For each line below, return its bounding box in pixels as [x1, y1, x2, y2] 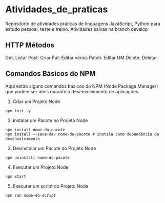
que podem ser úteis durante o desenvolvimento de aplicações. [5, 88, 140, 94]
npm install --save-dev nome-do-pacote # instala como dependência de [5, 132, 159, 137]
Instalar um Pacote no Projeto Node [12, 117, 88, 124]
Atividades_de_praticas [5, 4, 108, 15]
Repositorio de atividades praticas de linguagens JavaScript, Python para [5, 21, 160, 27]
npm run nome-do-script [5, 193, 56, 198]
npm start [5, 174, 27, 179]
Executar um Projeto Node [12, 164, 69, 170]
